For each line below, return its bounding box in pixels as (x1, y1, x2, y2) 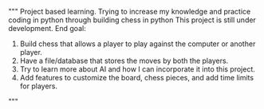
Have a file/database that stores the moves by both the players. (19, 56, 229, 65)
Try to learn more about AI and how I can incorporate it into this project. (19, 64, 255, 74)
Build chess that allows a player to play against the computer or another (19, 39, 256, 49)
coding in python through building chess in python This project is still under (8, 15, 257, 25)
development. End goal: (8, 24, 86, 33)
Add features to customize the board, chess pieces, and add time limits (19, 73, 254, 82)
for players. (19, 81, 58, 91)
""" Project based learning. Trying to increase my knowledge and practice (8, 7, 251, 16)
